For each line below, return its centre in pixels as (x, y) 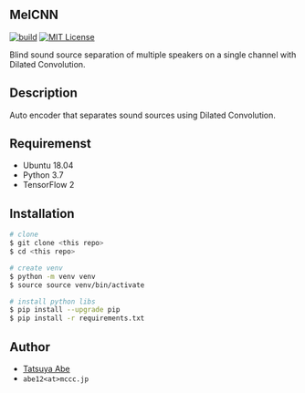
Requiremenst (50, 144)
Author (30, 347)
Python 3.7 (43, 175)
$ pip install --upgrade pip (65, 310)
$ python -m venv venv (53, 276)
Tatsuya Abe (46, 368)
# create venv (37, 268)
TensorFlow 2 (48, 185)
